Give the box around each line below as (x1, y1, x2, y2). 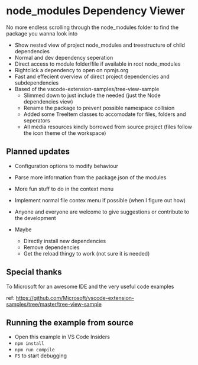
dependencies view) (23, 98, 73, 105)
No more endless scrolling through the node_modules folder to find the (6, 24, 179, 31)
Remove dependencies (23, 244, 80, 251)
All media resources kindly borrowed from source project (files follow (23, 123, 192, 130)
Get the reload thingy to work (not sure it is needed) (23, 250, 150, 257)
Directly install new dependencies (23, 237, 106, 244)
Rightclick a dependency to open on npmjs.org (14, 66, 129, 73)
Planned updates (6, 147, 70, 157)
